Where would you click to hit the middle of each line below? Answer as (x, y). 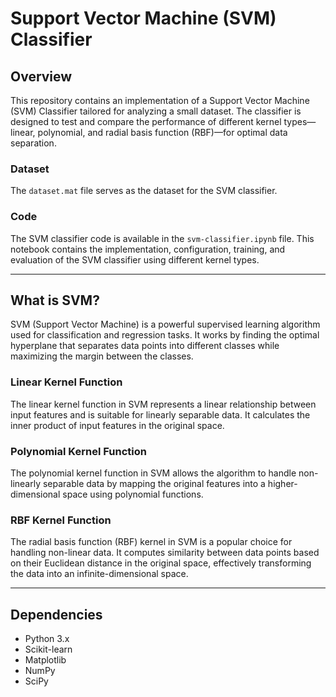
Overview (41, 76)
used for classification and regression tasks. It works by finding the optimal (165, 335)
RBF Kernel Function (61, 520)
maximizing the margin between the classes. (102, 356)
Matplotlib (45, 660)
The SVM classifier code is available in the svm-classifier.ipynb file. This (162, 238)
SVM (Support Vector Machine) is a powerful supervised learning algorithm (165, 324)
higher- (282, 483)
